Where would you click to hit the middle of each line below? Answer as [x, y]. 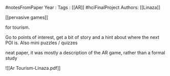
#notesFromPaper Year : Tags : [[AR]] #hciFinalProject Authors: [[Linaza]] [83, 7]
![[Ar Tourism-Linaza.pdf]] [33, 68]
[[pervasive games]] [27, 17]
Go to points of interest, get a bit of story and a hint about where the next [82, 37]
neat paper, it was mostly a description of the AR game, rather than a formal [85, 53]
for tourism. [17, 27]
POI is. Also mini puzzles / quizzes [41, 43]
